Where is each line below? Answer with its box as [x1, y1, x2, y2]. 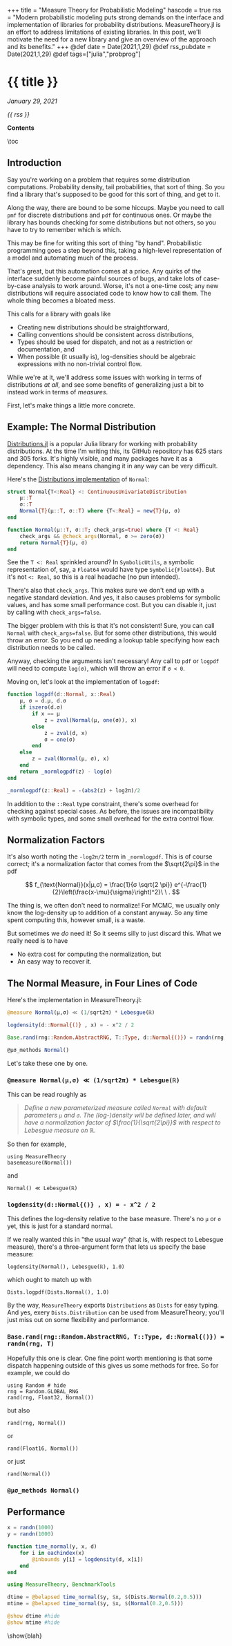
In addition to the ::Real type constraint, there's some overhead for [7, 799, 199, 807]
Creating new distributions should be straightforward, [17, 323, 170, 331]
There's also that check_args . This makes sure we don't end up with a [7, 586, 205, 595]
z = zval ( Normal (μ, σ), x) [32, 756, 110, 763]
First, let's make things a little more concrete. [7, 401, 136, 410]
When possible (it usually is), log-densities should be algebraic [17, 352, 196, 361]
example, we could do [7, 1368, 70, 1377]
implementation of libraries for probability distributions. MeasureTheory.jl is [7, 21, 221, 28]
